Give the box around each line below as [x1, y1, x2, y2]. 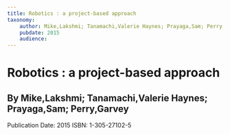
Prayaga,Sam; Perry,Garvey [7, 103, 129, 114]
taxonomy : [7, 16, 36, 23]
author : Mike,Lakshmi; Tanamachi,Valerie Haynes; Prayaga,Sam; [19, 23, 205, 29]
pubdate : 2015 [19, 29, 60, 36]
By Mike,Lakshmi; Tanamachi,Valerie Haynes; [7, 92, 208, 103]
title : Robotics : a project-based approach [7, 10, 137, 17]
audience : [19, 36, 48, 42]
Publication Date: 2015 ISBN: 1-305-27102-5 [7, 121, 132, 130]
